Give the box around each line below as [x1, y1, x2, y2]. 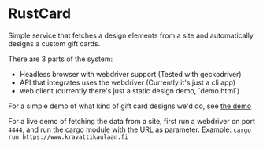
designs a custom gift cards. [8, 38, 101, 48]
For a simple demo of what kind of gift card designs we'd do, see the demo [8, 101, 252, 111]
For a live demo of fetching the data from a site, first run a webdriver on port [8, 116, 256, 125]
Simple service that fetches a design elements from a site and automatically [8, 31, 254, 40]
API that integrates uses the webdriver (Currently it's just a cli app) [19, 78, 236, 87]
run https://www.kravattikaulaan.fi [8, 133, 128, 141]
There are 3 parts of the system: [8, 54, 113, 64]
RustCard [8, 5, 72, 23]
